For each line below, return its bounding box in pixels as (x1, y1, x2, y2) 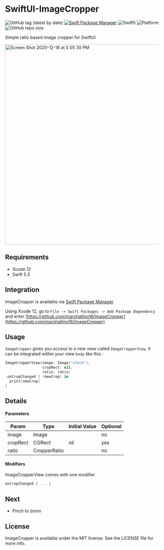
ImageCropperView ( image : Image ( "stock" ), (5, 361, 91, 366)
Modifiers (5, 461, 25, 467)
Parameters (5, 411, 29, 417)
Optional (101, 423, 122, 430)
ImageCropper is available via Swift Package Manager (5, 298, 114, 305)
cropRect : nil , (42, 365, 73, 370)
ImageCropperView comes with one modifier (5, 472, 95, 478)
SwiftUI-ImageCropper (5, 3, 99, 15)
